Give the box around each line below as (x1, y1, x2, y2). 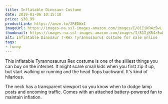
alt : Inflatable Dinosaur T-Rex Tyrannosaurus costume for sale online (5, 35, 157, 40)
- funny (5, 44, 21, 49)
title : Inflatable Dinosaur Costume (5, 7, 81, 12)
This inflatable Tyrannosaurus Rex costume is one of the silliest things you (5, 58, 158, 64)
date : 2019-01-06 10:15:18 (5, 12, 61, 17)
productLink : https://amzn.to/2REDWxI (5, 21, 86, 26)
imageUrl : (5, 26, 26, 31)
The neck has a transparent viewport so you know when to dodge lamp (5, 83, 152, 90)
